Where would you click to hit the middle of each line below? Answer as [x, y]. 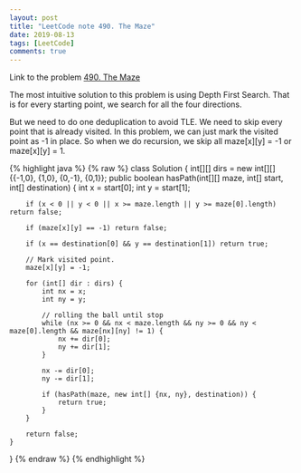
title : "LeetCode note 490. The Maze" [82, 26]
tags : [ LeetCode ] [42, 43]
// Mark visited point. [71, 260]
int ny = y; [65, 300]
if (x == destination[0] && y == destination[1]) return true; [147, 244]
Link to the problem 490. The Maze [75, 77]
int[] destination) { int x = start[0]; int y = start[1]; [100, 188]
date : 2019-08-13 [42, 34]
